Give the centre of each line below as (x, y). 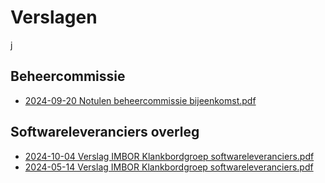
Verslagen (54, 17)
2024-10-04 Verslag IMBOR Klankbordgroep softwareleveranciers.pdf (169, 156)
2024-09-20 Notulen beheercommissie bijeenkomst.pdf (140, 100)
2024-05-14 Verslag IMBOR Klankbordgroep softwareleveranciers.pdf (169, 167)
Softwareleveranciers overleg (105, 132)
